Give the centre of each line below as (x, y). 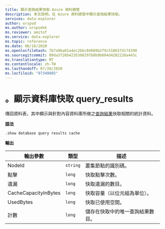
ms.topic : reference (26, 42)
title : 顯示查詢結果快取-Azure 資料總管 (42, 10)
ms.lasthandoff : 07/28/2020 (34, 69)
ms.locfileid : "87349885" (31, 73)
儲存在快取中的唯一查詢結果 (117, 211)
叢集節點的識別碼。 (108, 165)
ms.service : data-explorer (33, 37)
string (73, 165)
